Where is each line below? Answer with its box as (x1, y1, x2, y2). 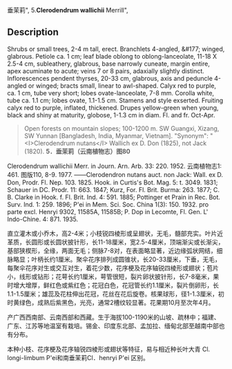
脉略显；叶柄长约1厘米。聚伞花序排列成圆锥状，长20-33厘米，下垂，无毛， (7, 255, 221, 263)
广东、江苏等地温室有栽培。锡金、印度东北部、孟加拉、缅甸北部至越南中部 (7, 321, 219, 330)
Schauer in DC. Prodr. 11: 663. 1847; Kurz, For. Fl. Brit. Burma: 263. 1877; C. (7, 185, 220, 193)
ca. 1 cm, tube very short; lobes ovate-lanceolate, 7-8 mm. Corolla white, (7, 88, 215, 97)
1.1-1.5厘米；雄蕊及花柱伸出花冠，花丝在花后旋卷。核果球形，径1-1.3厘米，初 (7, 290, 224, 298)
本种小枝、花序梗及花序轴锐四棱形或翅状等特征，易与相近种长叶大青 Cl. (7, 345, 211, 353)
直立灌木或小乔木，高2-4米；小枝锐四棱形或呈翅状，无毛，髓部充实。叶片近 (7, 229, 224, 237)
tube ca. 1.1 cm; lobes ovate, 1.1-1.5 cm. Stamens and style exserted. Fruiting (7, 96, 224, 104)
